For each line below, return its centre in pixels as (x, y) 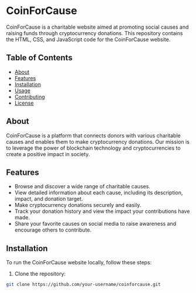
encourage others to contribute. (53, 230)
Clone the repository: (40, 274)
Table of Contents (39, 58)
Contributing (30, 96)
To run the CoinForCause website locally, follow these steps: (79, 263)
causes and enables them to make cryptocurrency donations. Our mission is (98, 142)
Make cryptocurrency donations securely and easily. (78, 205)
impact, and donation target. (49, 199)
